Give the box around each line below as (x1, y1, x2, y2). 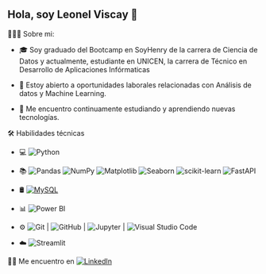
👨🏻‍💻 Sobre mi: (7, 29, 55, 38)
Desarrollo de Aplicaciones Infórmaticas (18, 64, 150, 74)
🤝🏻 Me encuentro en (7, 256, 75, 266)
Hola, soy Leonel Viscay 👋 (7, 8, 138, 21)
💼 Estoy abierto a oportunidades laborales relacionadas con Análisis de (18, 80, 252, 90)
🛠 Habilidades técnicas (7, 128, 85, 137)
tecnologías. (18, 112, 60, 122)
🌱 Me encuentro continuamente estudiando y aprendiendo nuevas (18, 104, 236, 114)
